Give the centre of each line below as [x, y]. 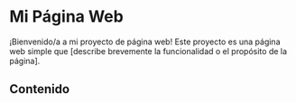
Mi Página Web [66, 17]
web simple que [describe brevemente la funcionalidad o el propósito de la [148, 51]
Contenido [40, 89]
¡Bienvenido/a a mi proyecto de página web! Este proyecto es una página [145, 42]
